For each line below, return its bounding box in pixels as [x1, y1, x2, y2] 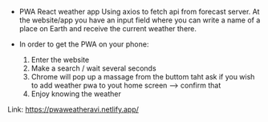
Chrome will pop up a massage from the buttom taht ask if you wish [30, 72, 255, 81]
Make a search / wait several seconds [30, 63, 157, 73]
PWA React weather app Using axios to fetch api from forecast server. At [18, 7, 260, 16]
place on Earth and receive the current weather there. [18, 24, 197, 33]
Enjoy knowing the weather [30, 89, 121, 99]
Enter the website [30, 55, 90, 64]
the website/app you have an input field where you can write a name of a [18, 15, 261, 25]
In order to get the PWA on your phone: [18, 39, 149, 49]
